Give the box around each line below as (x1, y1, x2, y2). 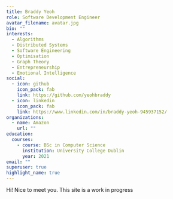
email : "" (6, 159, 31, 165)
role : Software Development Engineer (6, 14, 101, 20)
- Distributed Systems (11, 42, 68, 48)
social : (6, 75, 26, 81)
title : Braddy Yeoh (6, 8, 55, 15)
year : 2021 (22, 153, 50, 159)
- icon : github (11, 81, 50, 87)
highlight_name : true (6, 170, 60, 176)
